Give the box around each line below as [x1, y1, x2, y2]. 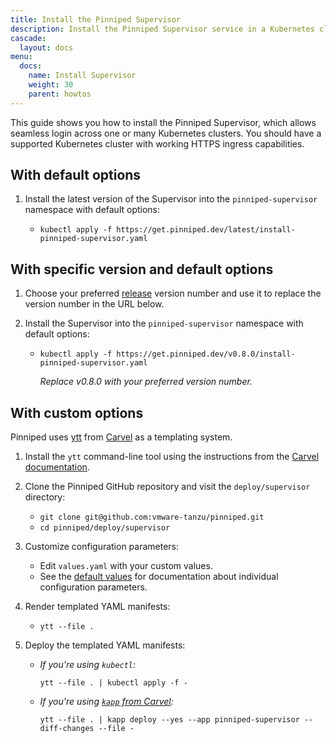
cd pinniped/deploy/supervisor [39, 523, 171, 533]
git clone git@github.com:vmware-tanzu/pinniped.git [39, 512, 265, 523]
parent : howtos [28, 89, 92, 99]
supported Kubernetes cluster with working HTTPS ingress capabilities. [10, 137, 305, 150]
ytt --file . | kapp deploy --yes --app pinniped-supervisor [39, 715, 300, 725]
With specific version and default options [10, 261, 274, 278]
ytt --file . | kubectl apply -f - [39, 678, 188, 688]
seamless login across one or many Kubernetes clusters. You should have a [10, 127, 322, 139]
